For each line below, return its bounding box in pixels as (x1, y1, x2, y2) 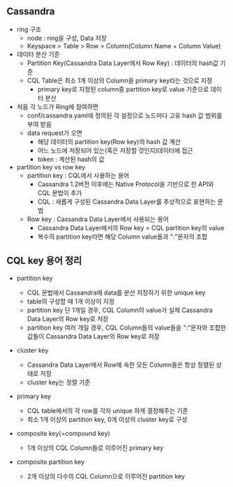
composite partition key (16, 458, 85, 466)
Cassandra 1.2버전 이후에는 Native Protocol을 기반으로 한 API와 (37, 180, 214, 188)
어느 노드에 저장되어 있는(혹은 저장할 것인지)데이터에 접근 (37, 146, 193, 155)
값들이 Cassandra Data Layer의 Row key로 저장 (27, 332, 160, 340)
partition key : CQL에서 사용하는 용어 (27, 171, 130, 179)
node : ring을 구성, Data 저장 (27, 34, 107, 42)
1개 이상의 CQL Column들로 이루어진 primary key (27, 444, 164, 452)
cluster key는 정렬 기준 (27, 378, 91, 386)
